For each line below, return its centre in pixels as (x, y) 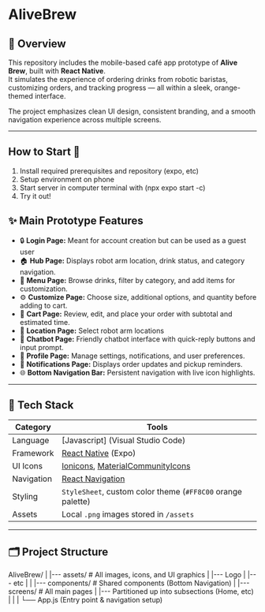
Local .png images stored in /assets (128, 514)
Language (31, 441)
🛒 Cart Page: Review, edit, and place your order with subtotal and (126, 314)
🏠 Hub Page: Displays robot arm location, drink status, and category (132, 260)
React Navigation (93, 479)
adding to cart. (43, 305)
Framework (33, 453)
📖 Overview (37, 44)
